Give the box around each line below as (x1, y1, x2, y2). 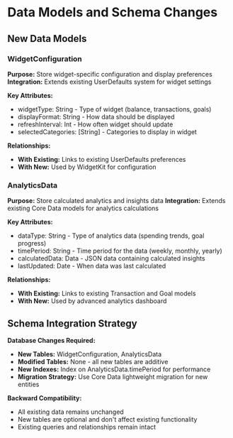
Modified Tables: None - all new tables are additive (17, 357, 169, 366)
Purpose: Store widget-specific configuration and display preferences (7, 70, 212, 78)
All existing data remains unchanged (17, 407, 124, 416)
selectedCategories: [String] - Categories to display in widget (17, 127, 197, 136)
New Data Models (7, 33, 87, 45)
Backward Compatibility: (7, 393, 82, 402)
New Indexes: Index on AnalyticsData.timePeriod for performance (17, 365, 211, 373)
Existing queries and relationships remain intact (17, 422, 157, 431)
